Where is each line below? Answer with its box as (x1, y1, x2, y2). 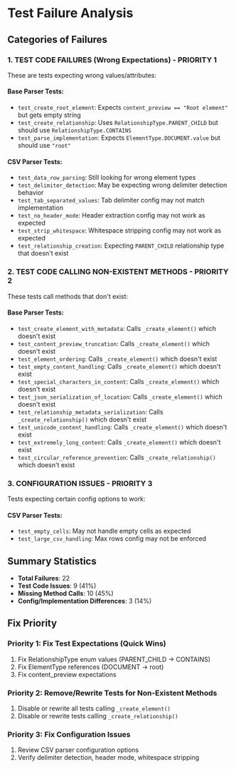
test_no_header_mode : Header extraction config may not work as (17, 211, 205, 220)
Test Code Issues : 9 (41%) (17, 581, 97, 590)
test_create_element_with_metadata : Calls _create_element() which (17, 324, 217, 332)
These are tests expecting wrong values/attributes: (7, 71, 157, 79)
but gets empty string (17, 111, 81, 119)
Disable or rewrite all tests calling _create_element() (17, 704, 171, 713)
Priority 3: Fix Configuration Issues (7, 730, 131, 739)
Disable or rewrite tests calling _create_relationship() (17, 712, 179, 720)
